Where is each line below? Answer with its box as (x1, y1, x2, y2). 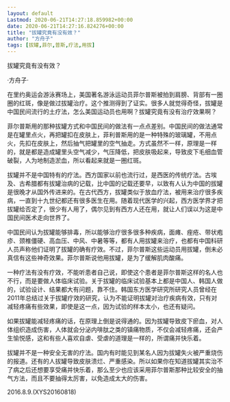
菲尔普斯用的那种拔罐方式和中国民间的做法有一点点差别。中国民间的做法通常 (7, 122, 223, 130)
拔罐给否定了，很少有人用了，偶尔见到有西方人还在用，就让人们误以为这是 (7, 205, 217, 213)
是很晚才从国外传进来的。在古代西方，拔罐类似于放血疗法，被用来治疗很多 (7, 188, 217, 196)
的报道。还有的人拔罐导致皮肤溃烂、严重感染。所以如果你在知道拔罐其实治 (7, 357, 217, 365)
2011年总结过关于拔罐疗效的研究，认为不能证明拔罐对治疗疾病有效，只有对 (7, 294, 218, 301)
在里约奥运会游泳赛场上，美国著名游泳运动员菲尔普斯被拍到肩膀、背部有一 (7, 90, 217, 98)
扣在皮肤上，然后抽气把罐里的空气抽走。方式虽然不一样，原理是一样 (25, 139, 217, 147)
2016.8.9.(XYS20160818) (7, 388, 77, 396)
